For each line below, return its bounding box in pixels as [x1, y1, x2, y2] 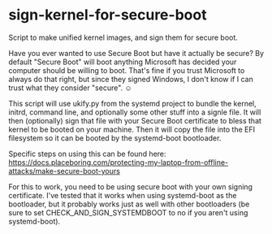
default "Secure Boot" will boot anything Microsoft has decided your [8, 57, 237, 67]
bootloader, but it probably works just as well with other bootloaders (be [8, 199, 250, 209]
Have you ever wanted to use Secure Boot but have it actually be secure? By [8, 48, 265, 58]
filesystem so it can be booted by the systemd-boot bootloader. [8, 132, 222, 143]
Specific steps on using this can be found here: [8, 149, 166, 158]
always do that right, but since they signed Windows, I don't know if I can [8, 74, 253, 84]
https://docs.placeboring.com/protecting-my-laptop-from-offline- [8, 157, 229, 167]
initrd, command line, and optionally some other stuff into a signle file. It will [8, 107, 261, 117]
